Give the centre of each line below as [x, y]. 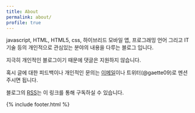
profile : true [24, 22]
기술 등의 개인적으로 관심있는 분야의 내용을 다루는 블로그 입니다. [80, 47]
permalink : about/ [29, 17]
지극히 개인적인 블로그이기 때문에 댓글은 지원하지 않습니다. [74, 60]
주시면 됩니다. [22, 80]
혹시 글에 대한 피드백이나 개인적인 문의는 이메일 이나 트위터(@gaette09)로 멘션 [97, 73]
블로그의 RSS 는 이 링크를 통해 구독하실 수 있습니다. [65, 93]
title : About [22, 12]
